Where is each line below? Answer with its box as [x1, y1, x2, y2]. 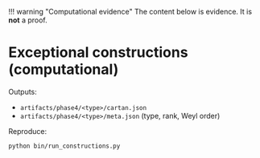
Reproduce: [8, 126, 47, 136]
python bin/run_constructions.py [8, 142, 121, 150]
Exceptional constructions [8, 43, 188, 62]
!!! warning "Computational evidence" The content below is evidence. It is [8, 7, 252, 16]
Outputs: [8, 87, 38, 96]
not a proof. [8, 15, 47, 25]
